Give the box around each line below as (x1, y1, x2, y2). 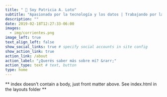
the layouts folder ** (5, 87, 47, 92)
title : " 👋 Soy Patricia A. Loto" (5, 7, 77, 12)
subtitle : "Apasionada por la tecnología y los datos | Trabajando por (5, 12, 157, 17)
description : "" (5, 16, 39, 21)
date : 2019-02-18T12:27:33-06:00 (5, 21, 75, 26)
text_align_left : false (5, 40, 55, 45)
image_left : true (5, 35, 41, 40)
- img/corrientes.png (9, 30, 55, 35)
